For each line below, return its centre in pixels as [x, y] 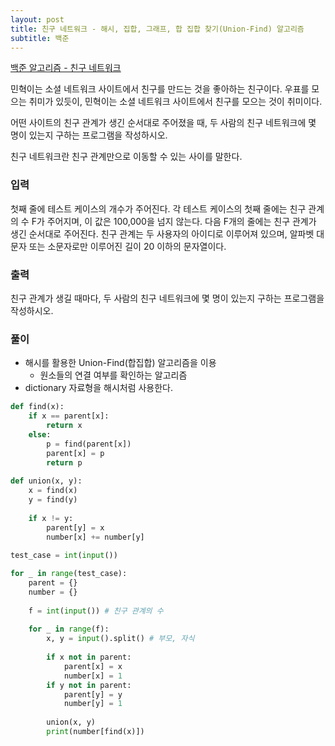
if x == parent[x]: [69, 416]
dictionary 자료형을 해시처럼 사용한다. [99, 388]
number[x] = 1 [93, 676]
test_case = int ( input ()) [64, 556]
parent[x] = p [75, 453]
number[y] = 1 [93, 704]
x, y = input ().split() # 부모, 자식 [120, 639]
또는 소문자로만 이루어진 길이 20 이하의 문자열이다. [127, 246]
